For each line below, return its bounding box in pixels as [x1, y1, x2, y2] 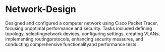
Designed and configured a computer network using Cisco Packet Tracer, [5, 20, 158, 26]
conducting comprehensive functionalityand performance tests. [5, 41, 138, 47]
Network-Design [5, 3, 77, 15]
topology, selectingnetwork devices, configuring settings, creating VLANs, [5, 30, 160, 36]
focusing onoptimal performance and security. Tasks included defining [5, 25, 152, 31]
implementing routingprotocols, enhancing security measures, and [5, 36, 144, 42]
